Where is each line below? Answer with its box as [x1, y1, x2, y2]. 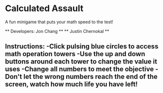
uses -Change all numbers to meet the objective [5, 65, 154, 73]
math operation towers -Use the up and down [5, 50, 145, 58]
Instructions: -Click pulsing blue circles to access [5, 42, 159, 51]
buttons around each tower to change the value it [5, 58, 157, 66]
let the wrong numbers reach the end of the [23, 73, 158, 81]
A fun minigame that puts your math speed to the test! [5, 19, 113, 25]
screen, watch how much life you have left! [5, 80, 138, 89]
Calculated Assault [5, 3, 84, 14]
